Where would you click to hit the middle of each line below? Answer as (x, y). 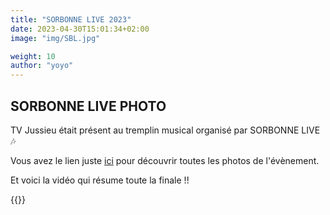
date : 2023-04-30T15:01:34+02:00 (80, 29)
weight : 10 (33, 56)
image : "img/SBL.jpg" (55, 38)
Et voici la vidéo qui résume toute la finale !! (100, 180)
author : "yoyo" (42, 66)
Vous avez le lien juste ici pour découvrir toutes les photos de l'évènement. (165, 160)
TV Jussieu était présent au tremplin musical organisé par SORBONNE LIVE (165, 130)
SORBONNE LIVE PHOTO (88, 106)
